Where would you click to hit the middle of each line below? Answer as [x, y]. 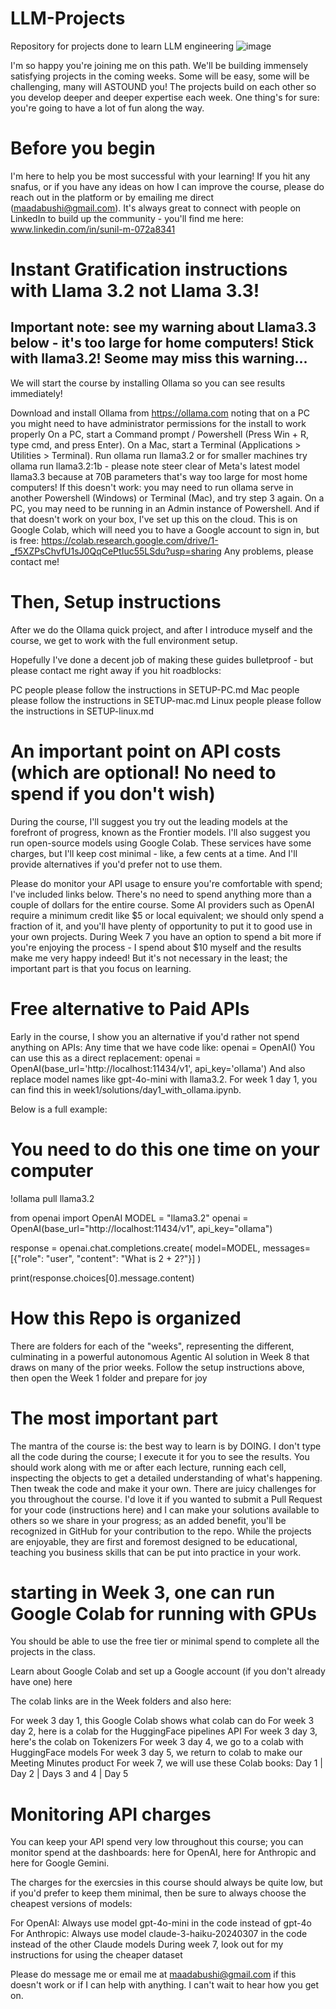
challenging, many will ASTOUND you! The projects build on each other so [163, 86]
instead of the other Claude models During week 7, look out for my [147, 1944]
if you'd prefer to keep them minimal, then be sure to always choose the [158, 1893]
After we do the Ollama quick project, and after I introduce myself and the [161, 629]
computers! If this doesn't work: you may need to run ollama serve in [152, 487]
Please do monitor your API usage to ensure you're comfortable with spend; [166, 883]
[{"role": [27, 1258]
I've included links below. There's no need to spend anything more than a [161, 894]
